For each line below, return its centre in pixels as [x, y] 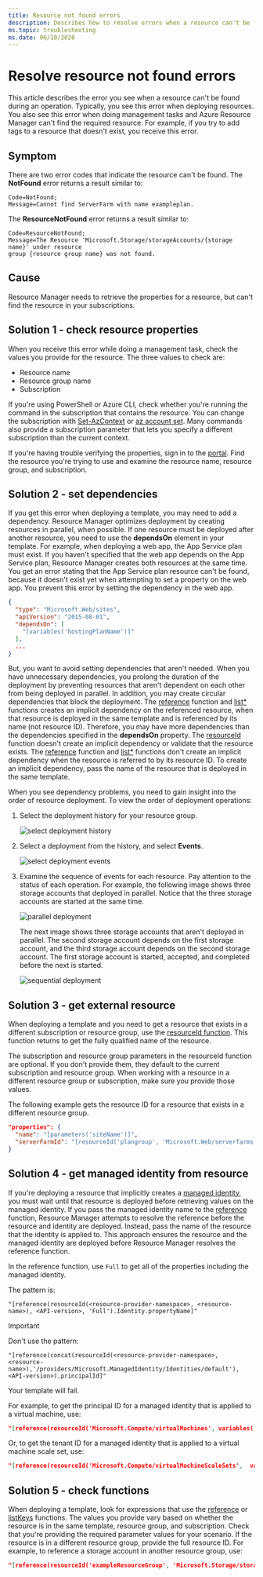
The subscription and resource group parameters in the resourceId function [130, 1056]
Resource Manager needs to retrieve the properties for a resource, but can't [130, 297]
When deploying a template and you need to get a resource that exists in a [128, 1024]
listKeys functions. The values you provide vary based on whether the [121, 1518]
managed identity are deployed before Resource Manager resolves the [122, 1243]
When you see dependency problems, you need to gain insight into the [122, 792]
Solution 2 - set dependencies [83, 494]
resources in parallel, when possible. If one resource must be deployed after [131, 530]
